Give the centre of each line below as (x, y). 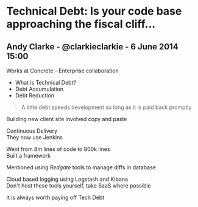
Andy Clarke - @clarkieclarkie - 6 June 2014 (92, 47)
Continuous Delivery (32, 131)
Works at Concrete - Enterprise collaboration (62, 71)
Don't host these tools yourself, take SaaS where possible (79, 186)
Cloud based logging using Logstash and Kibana (67, 179)
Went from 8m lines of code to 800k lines (58, 149)
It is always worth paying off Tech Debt (55, 197)
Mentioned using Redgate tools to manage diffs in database (81, 167)
